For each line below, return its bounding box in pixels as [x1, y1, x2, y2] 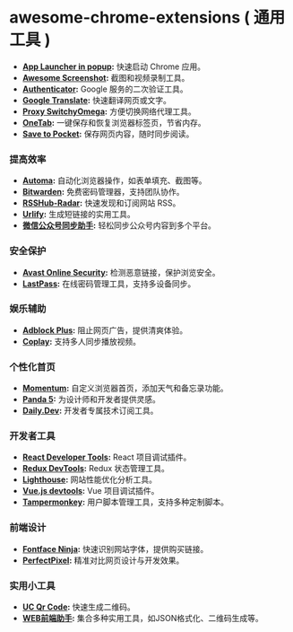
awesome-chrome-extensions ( [9, 7, 251, 28]
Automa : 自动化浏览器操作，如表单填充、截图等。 [22, 175, 208, 186]
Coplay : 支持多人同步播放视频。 [22, 336, 142, 347]
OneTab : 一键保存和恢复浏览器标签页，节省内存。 [22, 117, 206, 127]
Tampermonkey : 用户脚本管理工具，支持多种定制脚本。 [22, 496, 229, 507]
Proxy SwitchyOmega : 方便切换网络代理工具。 [22, 106, 196, 117]
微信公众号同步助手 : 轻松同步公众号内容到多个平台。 [22, 220, 217, 231]
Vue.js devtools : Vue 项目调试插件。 [22, 486, 159, 496]
